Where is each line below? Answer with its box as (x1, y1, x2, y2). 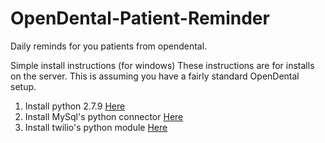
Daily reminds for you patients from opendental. (10, 40, 208, 52)
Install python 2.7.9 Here (24, 100, 126, 112)
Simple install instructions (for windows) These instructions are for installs (10, 59, 315, 71)
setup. (10, 80, 37, 92)
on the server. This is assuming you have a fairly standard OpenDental (10, 70, 300, 82)
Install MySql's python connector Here (24, 110, 184, 122)
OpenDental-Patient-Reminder (10, 7, 270, 30)
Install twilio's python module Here (24, 121, 168, 133)
